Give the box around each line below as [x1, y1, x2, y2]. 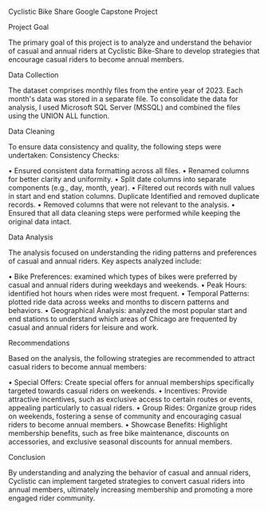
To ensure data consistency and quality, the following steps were [8, 142, 222, 151]
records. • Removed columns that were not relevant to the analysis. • [8, 200, 235, 209]
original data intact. [8, 217, 72, 226]
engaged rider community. [8, 493, 96, 502]
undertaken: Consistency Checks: [8, 151, 120, 160]
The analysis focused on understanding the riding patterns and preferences [8, 248, 258, 257]
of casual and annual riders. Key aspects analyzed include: [8, 256, 202, 266]
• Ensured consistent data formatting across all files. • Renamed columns [8, 166, 250, 175]
